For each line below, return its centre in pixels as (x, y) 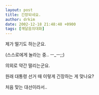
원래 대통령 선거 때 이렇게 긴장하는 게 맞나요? (50, 76)
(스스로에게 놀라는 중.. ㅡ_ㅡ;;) (35, 55)
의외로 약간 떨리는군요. (28, 66)
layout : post (19, 10)
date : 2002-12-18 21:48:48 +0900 (41, 24)
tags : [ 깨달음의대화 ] (25, 29)
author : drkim (20, 19)
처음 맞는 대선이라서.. (26, 87)
